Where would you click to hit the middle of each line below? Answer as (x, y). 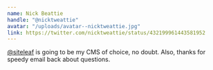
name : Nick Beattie (35, 13)
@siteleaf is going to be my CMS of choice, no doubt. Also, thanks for (106, 52)
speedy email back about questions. (59, 60)
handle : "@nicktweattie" (43, 20)
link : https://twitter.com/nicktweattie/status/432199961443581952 (106, 33)
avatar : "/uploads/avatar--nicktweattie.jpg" (74, 26)
